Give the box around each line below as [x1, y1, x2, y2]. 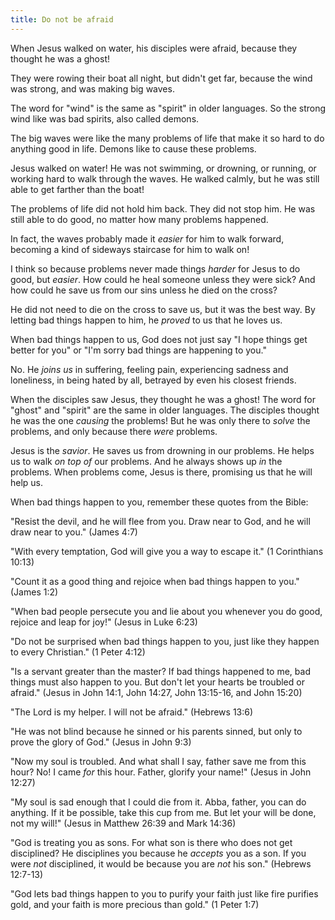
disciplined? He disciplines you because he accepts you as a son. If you [10, 847, 307, 859]
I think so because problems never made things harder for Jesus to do [10, 262, 301, 275]
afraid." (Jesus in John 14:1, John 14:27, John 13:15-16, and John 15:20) [10, 686, 303, 698]
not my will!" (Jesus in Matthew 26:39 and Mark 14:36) [10, 817, 237, 829]
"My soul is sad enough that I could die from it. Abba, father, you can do [10, 796, 307, 808]
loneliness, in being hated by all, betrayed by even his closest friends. [10, 374, 297, 386]
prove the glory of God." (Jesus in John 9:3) [10, 736, 192, 748]
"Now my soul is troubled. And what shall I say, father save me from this [10, 755, 307, 767]
